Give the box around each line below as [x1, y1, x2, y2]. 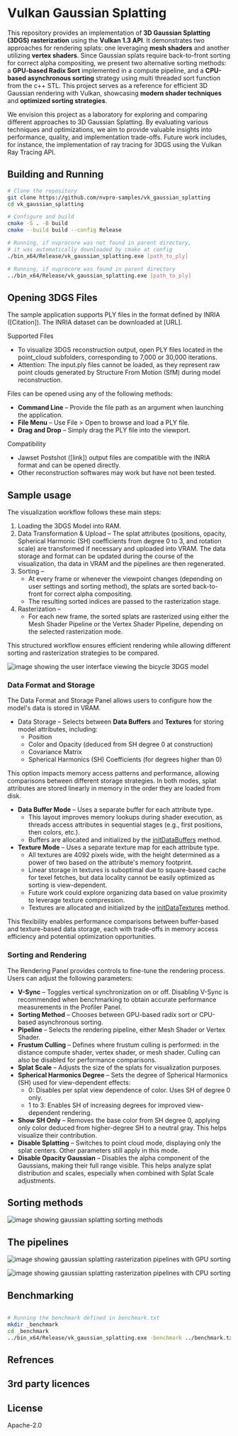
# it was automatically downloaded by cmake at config [7, 246, 173, 253]
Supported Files [7, 332, 55, 340]
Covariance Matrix [28, 748, 83, 756]
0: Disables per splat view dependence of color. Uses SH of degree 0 [28, 1085, 231, 1094]
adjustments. [17, 1176, 56, 1185]
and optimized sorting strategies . [7, 96, 108, 104]
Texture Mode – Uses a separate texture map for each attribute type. [17, 843, 220, 852]
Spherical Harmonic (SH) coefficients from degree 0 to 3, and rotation [17, 537, 222, 545]
